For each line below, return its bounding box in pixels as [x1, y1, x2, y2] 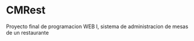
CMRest [6, 4, 46, 17]
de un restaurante [6, 29, 49, 36]
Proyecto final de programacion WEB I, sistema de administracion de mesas [6, 23, 189, 30]
